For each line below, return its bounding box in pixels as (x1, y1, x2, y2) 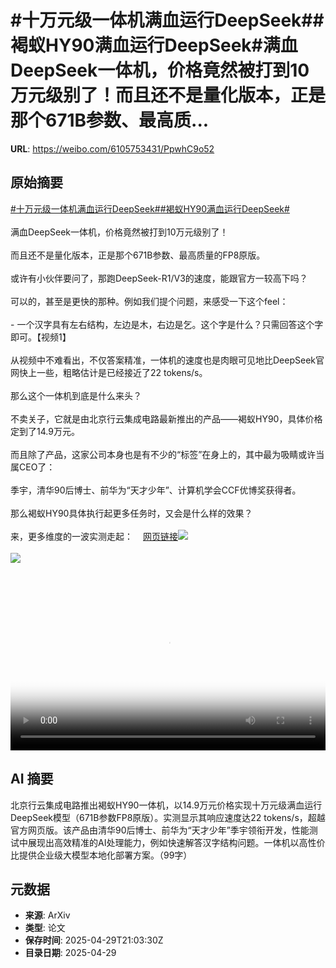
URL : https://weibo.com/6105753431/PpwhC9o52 (10, 142, 215, 155)
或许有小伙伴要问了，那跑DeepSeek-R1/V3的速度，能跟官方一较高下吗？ (10, 272, 308, 284)
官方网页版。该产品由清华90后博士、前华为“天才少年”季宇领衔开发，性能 (10, 824, 310, 836)
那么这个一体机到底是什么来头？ (10, 389, 142, 401)
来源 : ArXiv (24, 909, 71, 921)
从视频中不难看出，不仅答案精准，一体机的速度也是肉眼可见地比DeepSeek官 (10, 354, 325, 366)
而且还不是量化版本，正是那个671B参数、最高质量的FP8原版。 (10, 249, 266, 261)
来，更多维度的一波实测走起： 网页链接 (10, 530, 178, 542)
